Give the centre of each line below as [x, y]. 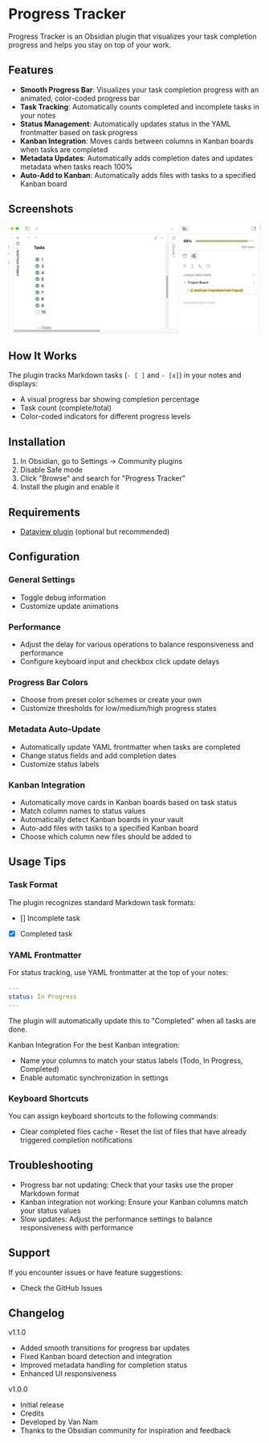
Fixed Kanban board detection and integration [96, 1357]
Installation [37, 442]
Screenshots [41, 209]
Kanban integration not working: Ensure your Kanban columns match [134, 1201]
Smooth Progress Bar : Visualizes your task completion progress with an [139, 89]
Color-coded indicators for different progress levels [105, 416]
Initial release [42, 1405]
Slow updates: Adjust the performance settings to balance [116, 1219]
